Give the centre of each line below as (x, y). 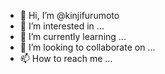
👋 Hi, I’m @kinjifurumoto (69, 15)
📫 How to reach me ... (66, 58)
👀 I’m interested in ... (62, 26)
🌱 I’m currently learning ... (73, 36)
